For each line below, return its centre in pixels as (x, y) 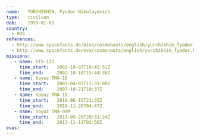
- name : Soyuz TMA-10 (41, 78)
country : (17, 28)
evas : (13, 128)
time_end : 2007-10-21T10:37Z (61, 89)
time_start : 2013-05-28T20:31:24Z (65, 117)
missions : (18, 56)
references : (21, 39)
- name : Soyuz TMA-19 (41, 95)
